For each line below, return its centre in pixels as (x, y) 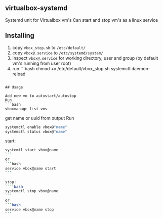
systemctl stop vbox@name (32, 191)
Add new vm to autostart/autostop (41, 96)
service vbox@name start (31, 168)
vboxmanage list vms (26, 109)
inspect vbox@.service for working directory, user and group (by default (85, 58)
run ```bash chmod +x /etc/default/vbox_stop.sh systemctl (71, 68)
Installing (20, 36)
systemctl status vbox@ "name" (36, 131)
